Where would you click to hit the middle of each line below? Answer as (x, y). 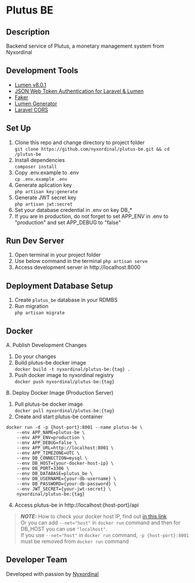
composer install (36, 167)
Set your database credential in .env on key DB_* (73, 210)
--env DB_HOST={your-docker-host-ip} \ (65, 464)
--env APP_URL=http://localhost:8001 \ (65, 448)
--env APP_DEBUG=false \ (47, 443)
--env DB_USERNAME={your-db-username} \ (66, 479)
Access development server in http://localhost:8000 (77, 267)
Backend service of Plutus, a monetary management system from (85, 46)
